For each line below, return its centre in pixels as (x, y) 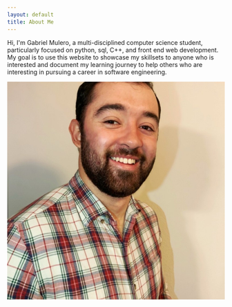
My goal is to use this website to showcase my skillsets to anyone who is (110, 57)
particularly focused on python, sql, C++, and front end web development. (113, 50)
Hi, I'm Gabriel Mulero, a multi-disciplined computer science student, (105, 42)
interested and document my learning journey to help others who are (105, 64)
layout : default (30, 15)
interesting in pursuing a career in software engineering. (87, 72)
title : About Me (30, 22)
